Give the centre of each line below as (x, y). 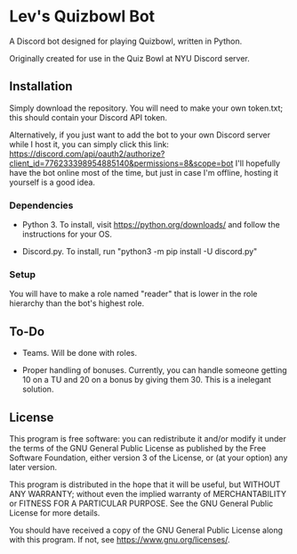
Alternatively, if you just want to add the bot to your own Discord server (140, 135)
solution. (38, 389)
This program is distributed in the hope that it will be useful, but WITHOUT (145, 484)
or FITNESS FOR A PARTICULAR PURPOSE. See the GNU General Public (141, 503)
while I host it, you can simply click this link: (89, 144)
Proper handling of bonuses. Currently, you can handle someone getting (154, 370)
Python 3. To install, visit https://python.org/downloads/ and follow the (151, 225)
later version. (33, 467)
